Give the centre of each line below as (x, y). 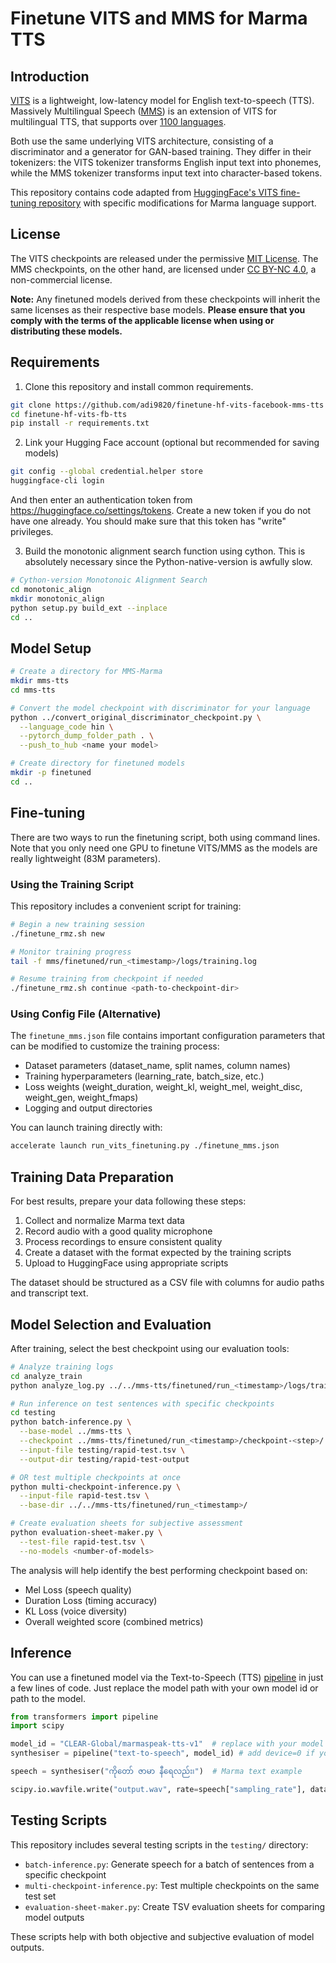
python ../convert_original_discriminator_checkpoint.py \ (136, 717)
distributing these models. (66, 331)
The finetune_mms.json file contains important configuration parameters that (168, 1036)
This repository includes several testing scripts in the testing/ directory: (159, 1844)
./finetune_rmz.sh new (57, 933)
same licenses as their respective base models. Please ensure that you (158, 309)
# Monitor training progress (71, 952)
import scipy (37, 1726)
